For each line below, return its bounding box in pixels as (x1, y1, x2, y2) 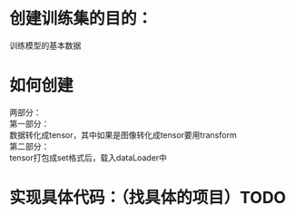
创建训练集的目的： (9, 8, 153, 29)
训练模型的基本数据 (9, 40, 82, 51)
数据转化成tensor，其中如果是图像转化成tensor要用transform (9, 129, 238, 141)
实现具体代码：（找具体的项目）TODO (9, 188, 287, 209)
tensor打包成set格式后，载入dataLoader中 (9, 151, 168, 163)
